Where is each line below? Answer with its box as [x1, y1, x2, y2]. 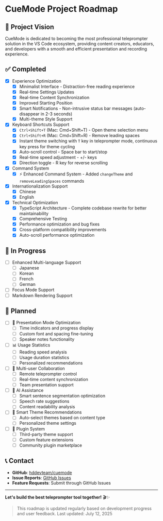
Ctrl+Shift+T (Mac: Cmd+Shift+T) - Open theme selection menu [19, 127, 148, 133]
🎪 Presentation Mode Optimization [12, 320, 81, 326]
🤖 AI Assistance [12, 387, 44, 393]
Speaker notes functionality [19, 336, 75, 342]
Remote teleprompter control [19, 371, 77, 377]
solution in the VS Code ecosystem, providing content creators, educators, [5, 41, 154, 47]
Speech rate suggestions [19, 399, 69, 404]
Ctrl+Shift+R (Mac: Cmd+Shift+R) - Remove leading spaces [19, 133, 140, 139]
